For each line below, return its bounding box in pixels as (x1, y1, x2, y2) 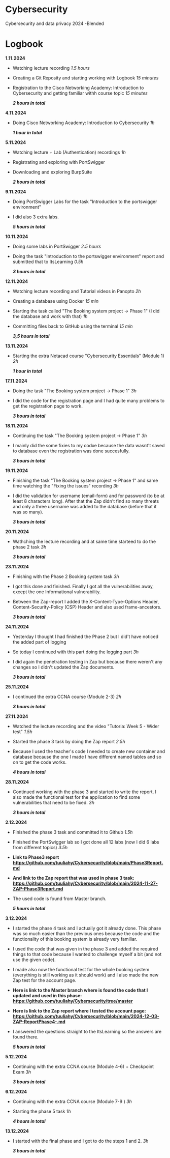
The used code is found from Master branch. (12, 895, 107, 902)
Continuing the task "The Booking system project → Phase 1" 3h (12, 432, 147, 439)
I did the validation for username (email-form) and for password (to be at (12, 493, 165, 499)
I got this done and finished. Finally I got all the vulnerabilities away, (12, 583, 154, 589)
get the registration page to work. (12, 403, 83, 409)
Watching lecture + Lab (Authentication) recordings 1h (12, 149, 126, 155)
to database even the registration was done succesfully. (12, 448, 130, 454)
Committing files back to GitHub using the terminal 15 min (12, 323, 133, 329)
